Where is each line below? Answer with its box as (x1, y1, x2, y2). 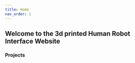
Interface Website (5, 37, 60, 45)
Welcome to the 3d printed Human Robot (5, 30, 131, 38)
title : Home (5, 7, 29, 12)
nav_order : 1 (5, 12, 31, 16)
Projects (5, 51, 25, 58)
